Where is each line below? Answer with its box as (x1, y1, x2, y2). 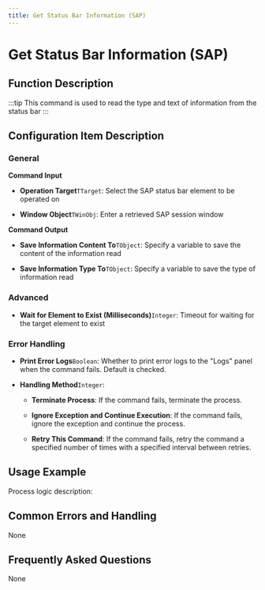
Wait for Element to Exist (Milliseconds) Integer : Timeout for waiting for (19, 310, 255, 320)
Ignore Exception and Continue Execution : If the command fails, (31, 410, 243, 419)
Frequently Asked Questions (8, 553, 152, 566)
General (8, 152, 39, 163)
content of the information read (19, 249, 122, 258)
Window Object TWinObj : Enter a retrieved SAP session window (19, 210, 224, 220)
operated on (19, 194, 60, 204)
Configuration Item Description (8, 130, 164, 143)
